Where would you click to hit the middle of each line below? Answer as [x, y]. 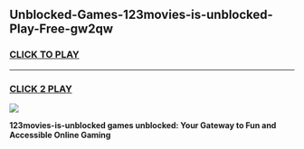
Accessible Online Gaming [60, 135]
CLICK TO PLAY [44, 55]
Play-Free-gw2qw [62, 29]
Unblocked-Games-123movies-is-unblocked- [141, 15]
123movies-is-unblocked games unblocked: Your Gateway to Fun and [143, 125]
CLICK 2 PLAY [41, 88]
